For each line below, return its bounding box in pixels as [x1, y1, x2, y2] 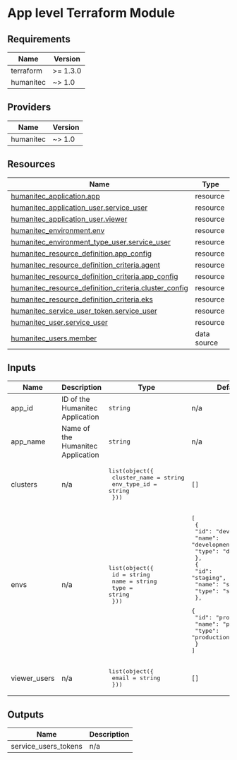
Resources [7, 158, 56, 170]
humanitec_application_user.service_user [11, 203, 148, 213]
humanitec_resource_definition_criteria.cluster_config [11, 283, 188, 292]
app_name [11, 437, 46, 446]
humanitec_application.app [11, 191, 100, 201]
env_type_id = [111, 480, 157, 488]
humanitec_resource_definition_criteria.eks [11, 295, 153, 304]
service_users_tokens [11, 742, 83, 752]
